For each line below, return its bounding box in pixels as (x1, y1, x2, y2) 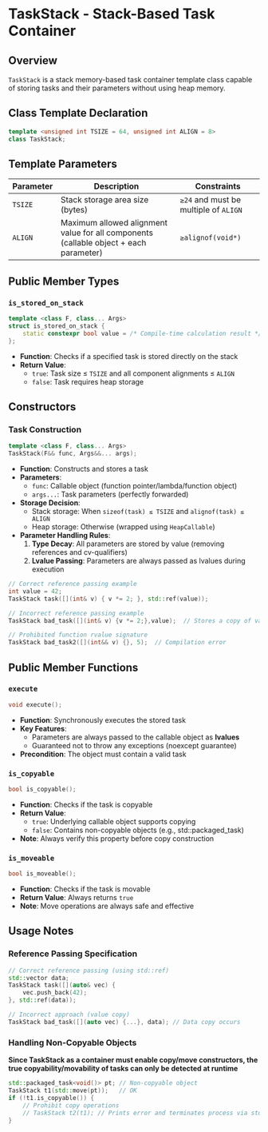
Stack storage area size (60, 194, 149, 205)
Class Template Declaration (8, 106, 148, 120)
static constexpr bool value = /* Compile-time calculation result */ (22, 329, 262, 337)
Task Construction (8, 424, 82, 435)
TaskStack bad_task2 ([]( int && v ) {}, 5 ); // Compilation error (8, 639, 227, 647)
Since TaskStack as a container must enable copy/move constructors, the (8, 1055, 258, 1065)
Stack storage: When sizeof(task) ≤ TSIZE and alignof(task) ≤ (31, 507, 245, 516)
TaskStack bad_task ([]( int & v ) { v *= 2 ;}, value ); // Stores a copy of (8, 616, 251, 624)
